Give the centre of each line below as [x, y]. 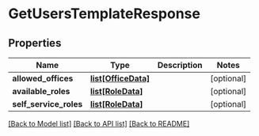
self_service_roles [48, 104]
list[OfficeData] [120, 78]
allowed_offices [43, 78]
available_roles [41, 91]
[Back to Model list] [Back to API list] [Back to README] [99, 124]
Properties [35, 43]
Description [180, 65]
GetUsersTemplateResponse [104, 14]
